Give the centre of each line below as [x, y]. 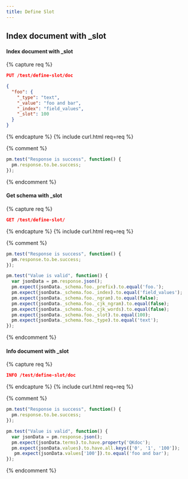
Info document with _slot [38, 351]
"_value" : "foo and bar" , [49, 103]
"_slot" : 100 [33, 114]
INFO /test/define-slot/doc [41, 375]
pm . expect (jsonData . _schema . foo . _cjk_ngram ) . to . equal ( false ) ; [90, 304]
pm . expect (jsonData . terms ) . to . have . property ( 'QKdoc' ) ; [81, 442]
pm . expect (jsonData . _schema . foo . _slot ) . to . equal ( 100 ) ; [81, 315]
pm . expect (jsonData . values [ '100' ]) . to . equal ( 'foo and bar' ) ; [92, 454]
